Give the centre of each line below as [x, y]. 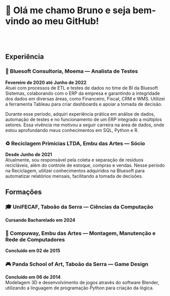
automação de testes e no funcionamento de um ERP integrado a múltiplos [83, 119]
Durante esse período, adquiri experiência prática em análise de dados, [80, 114]
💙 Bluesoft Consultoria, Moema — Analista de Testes [72, 71]
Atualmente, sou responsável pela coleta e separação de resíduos [75, 159]
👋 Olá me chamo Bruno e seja [68, 10]
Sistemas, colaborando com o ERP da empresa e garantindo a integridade [83, 93]
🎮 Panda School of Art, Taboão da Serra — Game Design [77, 264]
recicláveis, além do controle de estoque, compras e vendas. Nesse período [85, 165]
